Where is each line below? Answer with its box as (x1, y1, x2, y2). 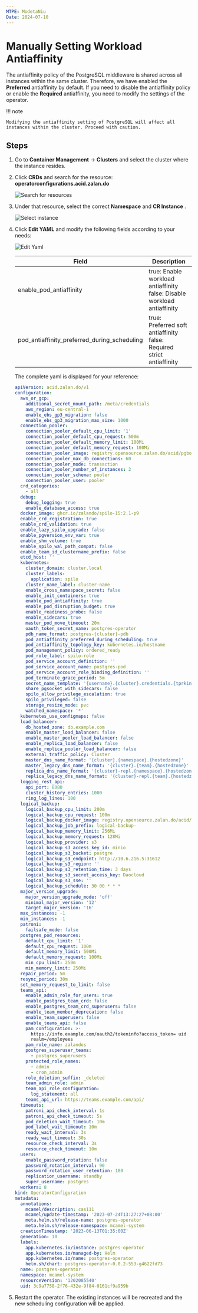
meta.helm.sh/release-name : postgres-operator (25, 1218, 142, 1223)
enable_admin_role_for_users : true (25, 992, 113, 999)
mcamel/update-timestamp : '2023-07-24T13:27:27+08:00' (25, 1212, 163, 1218)
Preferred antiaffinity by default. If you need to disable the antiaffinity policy (6, 84, 191, 91)
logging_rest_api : (20, 779, 65, 785)
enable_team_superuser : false (25, 1014, 100, 1020)
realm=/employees (30, 1037, 74, 1043)
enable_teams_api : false (25, 1020, 87, 1026)
